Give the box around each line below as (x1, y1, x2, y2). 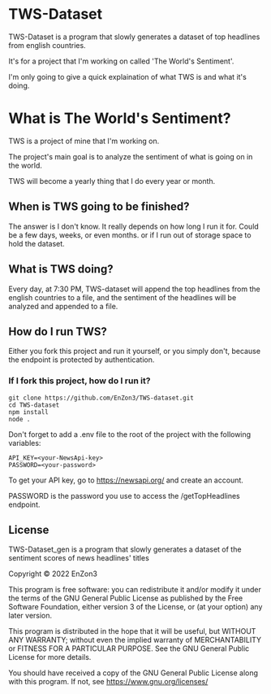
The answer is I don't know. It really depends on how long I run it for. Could (8, 221, 260, 231)
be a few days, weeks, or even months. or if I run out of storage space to (8, 229, 252, 240)
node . (8, 415, 31, 423)
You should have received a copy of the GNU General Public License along (8, 668, 258, 678)
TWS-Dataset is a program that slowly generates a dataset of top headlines (8, 32, 260, 41)
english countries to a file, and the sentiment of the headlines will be (8, 292, 237, 302)
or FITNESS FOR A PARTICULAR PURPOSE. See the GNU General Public (8, 644, 250, 653)
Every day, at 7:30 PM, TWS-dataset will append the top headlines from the (8, 284, 261, 294)
